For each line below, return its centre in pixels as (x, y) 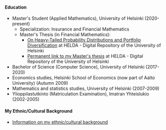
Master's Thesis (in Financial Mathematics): (65, 35)
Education (16, 7)
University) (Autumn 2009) (40, 83)
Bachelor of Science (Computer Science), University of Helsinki (78, 67)
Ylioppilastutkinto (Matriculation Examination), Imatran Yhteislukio (80, 94)
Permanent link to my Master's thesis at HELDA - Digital (85, 56)
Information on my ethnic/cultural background (60, 122)
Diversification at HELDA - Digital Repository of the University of (94, 45)
